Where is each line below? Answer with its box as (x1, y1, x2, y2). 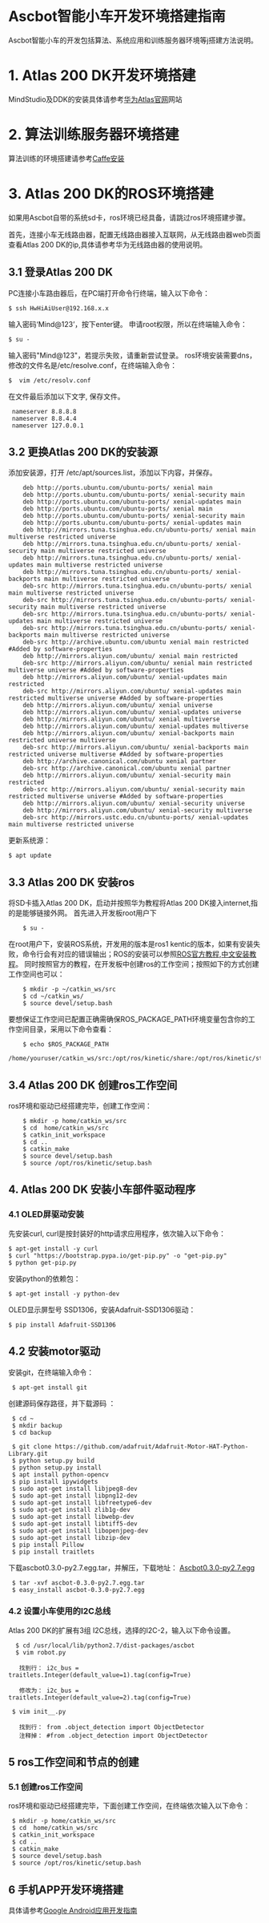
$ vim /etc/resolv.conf (8, 376, 91, 385)
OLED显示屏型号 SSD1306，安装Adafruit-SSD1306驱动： (8, 1304, 196, 1315)
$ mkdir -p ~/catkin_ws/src (22, 985, 116, 994)
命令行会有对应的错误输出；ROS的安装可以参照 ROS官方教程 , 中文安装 (22, 949, 250, 959)
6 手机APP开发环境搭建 (8, 1883, 124, 1897)
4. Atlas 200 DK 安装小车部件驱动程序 (8, 1183, 196, 1197)
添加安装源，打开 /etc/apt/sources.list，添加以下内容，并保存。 (8, 468, 218, 478)
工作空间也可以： (8, 969, 65, 979)
